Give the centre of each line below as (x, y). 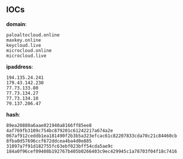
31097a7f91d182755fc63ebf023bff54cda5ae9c (60, 146)
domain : (16, 24)
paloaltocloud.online (33, 35)
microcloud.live (26, 56)
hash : (13, 115)
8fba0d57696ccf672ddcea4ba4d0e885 (49, 141)
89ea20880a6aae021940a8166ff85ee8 (49, 125)
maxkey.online (24, 40)
